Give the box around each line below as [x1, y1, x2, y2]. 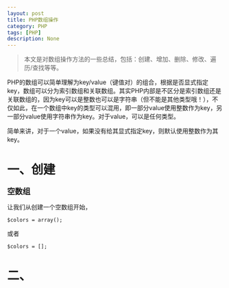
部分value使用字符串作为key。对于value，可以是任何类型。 [12, 112, 180, 120]
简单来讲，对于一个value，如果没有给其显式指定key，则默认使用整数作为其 [7, 127, 219, 135]
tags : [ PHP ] [7, 29, 41, 36]
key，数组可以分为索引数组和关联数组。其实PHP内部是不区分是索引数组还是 [7, 87, 221, 95]
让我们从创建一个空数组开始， [7, 203, 91, 211]
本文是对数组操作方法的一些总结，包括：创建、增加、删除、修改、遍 [23, 55, 217, 64]
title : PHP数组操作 [7, 16, 59, 23]
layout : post [7, 10, 45, 17]
